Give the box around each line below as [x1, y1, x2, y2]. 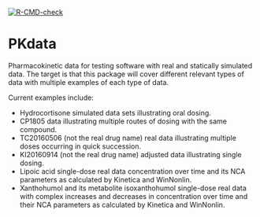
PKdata [8, 35, 57, 53]
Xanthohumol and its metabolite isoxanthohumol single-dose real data [19, 183, 247, 193]
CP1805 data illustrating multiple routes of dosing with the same [19, 116, 227, 126]
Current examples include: [8, 93, 95, 102]
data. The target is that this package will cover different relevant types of [8, 69, 244, 79]
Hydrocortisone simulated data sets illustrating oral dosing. [19, 108, 211, 117]
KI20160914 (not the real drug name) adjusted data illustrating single [19, 149, 242, 159]
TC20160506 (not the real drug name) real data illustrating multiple [19, 133, 236, 142]
